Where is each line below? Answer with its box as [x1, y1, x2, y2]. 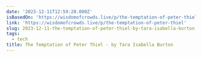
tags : [6, 31, 20, 37]
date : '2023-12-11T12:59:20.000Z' [6, 8, 93, 15]
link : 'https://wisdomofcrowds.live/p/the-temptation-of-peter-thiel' [6, 20, 187, 26]
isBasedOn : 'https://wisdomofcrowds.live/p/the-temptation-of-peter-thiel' [6, 14, 200, 20]
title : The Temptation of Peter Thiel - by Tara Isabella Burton [6, 42, 173, 48]
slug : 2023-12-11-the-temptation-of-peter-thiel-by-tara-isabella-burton [6, 25, 195, 31]
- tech [11, 36, 28, 42]
